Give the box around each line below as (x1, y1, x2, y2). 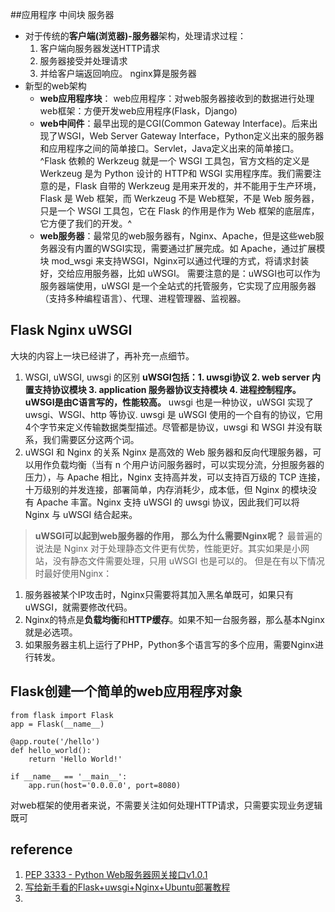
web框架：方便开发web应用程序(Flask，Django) (39, 105, 238, 117)
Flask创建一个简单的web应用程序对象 (10, 683, 243, 700)
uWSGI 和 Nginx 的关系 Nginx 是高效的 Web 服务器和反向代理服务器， (24, 446, 313, 458)
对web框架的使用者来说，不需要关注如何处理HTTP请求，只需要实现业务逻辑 (10, 799, 323, 811)
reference (10, 841, 73, 858)
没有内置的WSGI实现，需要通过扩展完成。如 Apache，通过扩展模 (57, 243, 326, 254)
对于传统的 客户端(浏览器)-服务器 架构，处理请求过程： (24, 30, 247, 42)
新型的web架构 (24, 80, 87, 92)
